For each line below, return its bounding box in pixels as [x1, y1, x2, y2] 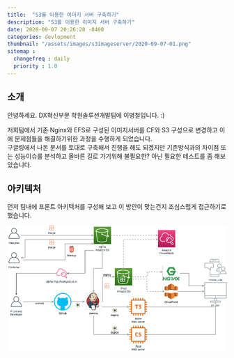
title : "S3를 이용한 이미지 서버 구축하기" [7, 11, 120, 18]
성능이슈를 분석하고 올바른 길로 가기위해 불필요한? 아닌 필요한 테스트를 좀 [14, 152, 213, 160]
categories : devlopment [7, 33, 77, 40]
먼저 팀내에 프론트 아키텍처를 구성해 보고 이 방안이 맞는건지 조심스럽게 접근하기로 [7, 203, 227, 211]
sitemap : [7, 48, 36, 55]
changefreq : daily [13, 56, 70, 63]
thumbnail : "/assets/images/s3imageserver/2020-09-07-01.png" [7, 40, 192, 48]
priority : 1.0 [13, 63, 58, 70]
